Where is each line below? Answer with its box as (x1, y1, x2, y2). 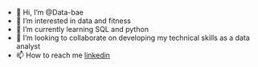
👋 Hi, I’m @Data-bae (15, 8, 84, 17)
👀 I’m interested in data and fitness (15, 16, 131, 26)
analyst (15, 41, 41, 51)
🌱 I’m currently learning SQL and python (15, 25, 149, 33)
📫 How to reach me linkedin (15, 50, 111, 60)
